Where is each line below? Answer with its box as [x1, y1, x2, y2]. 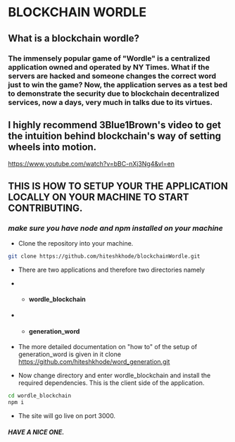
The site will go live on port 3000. [18, 412, 115, 420]
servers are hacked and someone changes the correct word [8, 71, 217, 81]
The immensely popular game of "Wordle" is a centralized [8, 53, 210, 63]
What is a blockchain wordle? [8, 32, 140, 44]
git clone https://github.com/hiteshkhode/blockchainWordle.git [8, 253, 201, 260]
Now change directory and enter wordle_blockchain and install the [18, 371, 211, 380]
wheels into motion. [8, 141, 97, 153]
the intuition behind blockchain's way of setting [8, 130, 222, 141]
